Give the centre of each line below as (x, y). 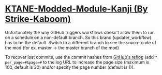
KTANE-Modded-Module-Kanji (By (76, 9)
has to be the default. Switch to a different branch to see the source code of (81, 42)
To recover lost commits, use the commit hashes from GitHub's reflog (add (79, 57)
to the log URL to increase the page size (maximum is (96, 62)
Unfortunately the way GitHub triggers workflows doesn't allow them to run (80, 32)
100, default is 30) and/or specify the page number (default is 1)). (70, 67)
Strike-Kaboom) (38, 19)
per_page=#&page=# (23, 62)
